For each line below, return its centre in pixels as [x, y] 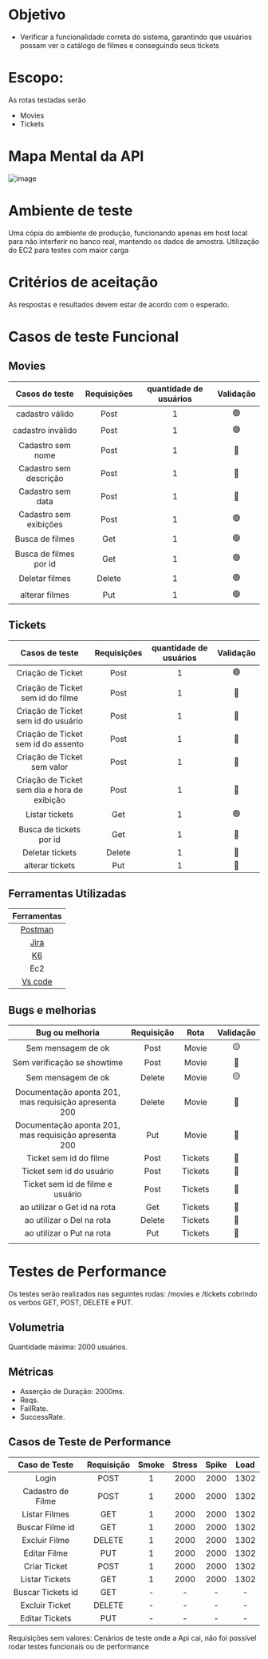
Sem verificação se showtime [68, 1063]
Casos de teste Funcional [94, 337]
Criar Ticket [45, 1566]
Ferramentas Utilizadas [67, 894]
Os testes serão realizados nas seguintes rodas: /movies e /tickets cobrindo [133, 1294]
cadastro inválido [45, 431]
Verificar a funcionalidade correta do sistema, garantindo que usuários [136, 37]
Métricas [31, 1372]
